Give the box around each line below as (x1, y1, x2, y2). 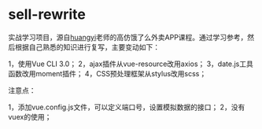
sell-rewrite (8, 6, 87, 24)
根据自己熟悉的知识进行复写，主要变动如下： (14, 42, 160, 52)
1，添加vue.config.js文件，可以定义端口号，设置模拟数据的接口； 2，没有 (8, 102, 245, 112)
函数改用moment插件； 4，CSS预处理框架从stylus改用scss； (8, 68, 207, 78)
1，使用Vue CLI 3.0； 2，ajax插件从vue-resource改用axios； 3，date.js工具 (8, 59, 253, 68)
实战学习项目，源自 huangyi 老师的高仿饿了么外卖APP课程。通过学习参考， (8, 32, 248, 42)
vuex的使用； (8, 112, 52, 121)
